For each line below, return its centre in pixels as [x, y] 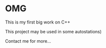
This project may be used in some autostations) [53, 31]
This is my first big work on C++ [38, 22]
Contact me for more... [28, 41]
